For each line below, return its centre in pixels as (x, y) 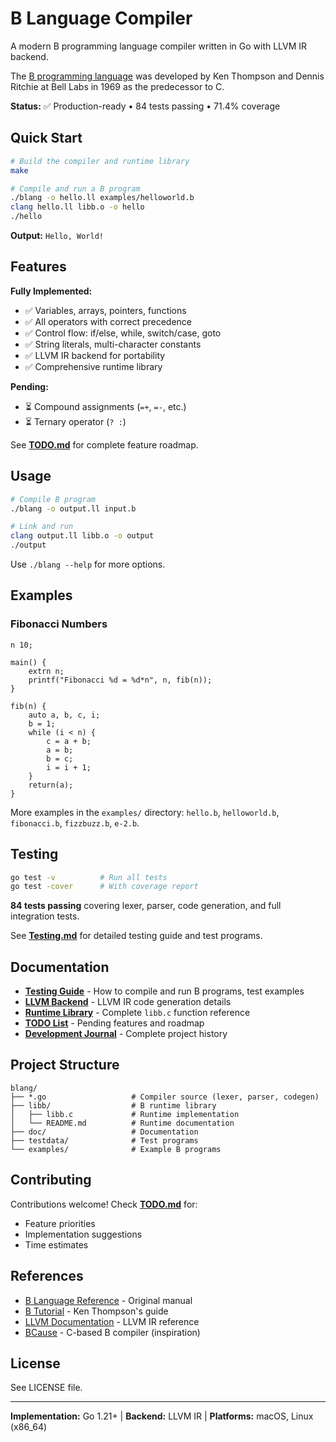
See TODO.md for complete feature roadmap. (104, 444)
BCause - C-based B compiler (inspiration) (112, 1332)
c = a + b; (69, 741)
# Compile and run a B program (75, 188)
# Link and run (42, 527)
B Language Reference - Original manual (108, 1300)
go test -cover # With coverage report (104, 887)
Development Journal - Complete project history (126, 1034)
